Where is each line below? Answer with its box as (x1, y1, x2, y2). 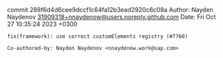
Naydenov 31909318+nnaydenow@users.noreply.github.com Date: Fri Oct (7, 13, 216, 21)
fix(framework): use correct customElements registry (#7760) (7, 33, 188, 40)
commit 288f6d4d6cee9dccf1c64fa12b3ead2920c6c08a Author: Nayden (7, 6, 213, 13)
